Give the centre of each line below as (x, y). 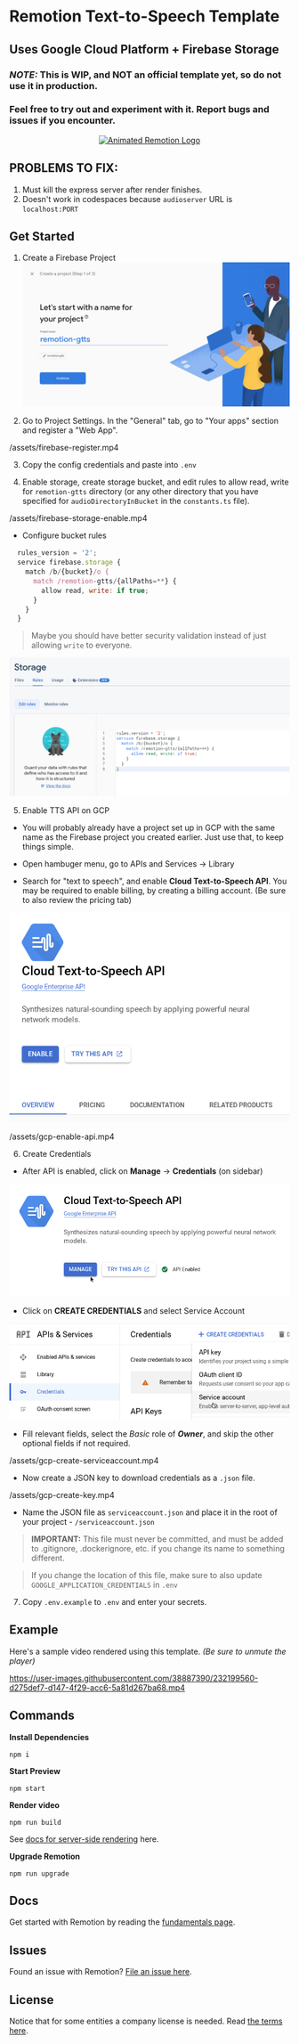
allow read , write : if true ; (95, 590)
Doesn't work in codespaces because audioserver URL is (127, 199)
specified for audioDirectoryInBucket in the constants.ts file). (136, 501)
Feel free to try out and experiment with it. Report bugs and (139, 110)
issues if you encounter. (62, 120)
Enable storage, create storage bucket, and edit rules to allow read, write (155, 482)
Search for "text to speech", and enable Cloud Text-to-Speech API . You (154, 881)
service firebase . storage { (69, 563)
